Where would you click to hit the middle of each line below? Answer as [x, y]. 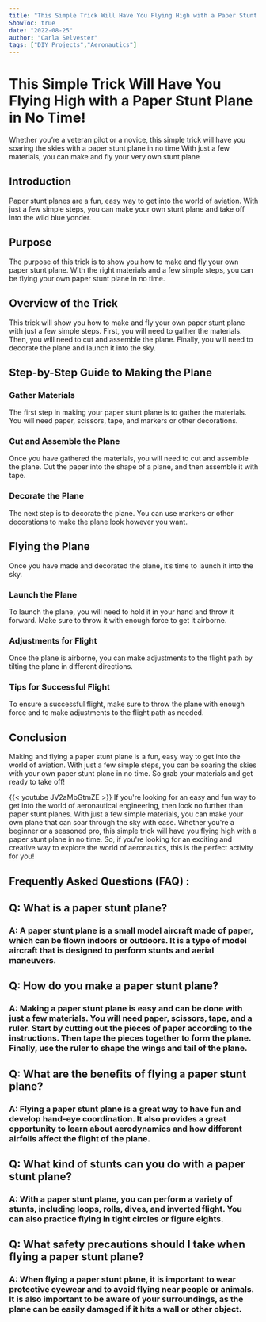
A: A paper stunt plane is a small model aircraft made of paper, [131, 930]
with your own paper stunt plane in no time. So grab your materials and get [131, 774]
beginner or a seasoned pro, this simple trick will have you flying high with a [133, 831]
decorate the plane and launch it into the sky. [83, 348]
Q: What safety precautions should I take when [127, 1245]
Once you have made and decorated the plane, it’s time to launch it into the [131, 565]
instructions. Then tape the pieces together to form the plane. [130, 1038]
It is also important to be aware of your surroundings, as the [126, 1299]
